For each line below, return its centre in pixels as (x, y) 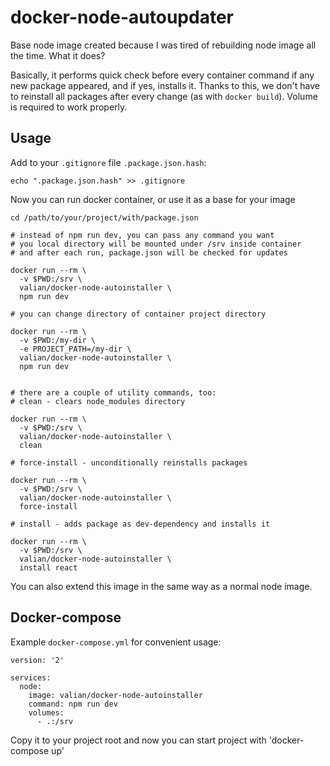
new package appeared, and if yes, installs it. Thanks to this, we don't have (165, 85)
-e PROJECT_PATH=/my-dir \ (75, 349)
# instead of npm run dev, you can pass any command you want (142, 235)
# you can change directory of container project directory (138, 314)
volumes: (46, 712)
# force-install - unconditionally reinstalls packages (129, 462)
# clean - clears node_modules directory (98, 401)
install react (48, 567)
